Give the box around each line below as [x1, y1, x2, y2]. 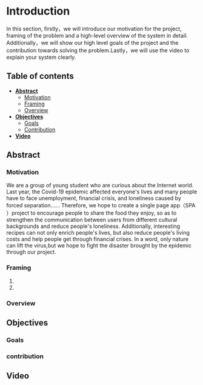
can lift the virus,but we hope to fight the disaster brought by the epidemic [6, 242, 192, 249]
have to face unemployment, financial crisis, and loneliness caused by [6, 195, 182, 202]
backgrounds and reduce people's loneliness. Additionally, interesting [6, 223, 181, 230]
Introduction [6, 4, 70, 18]
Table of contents [6, 71, 74, 81]
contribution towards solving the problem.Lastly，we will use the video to [6, 47, 190, 54]
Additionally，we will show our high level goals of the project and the [6, 39, 179, 46]
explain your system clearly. [6, 53, 76, 61]
